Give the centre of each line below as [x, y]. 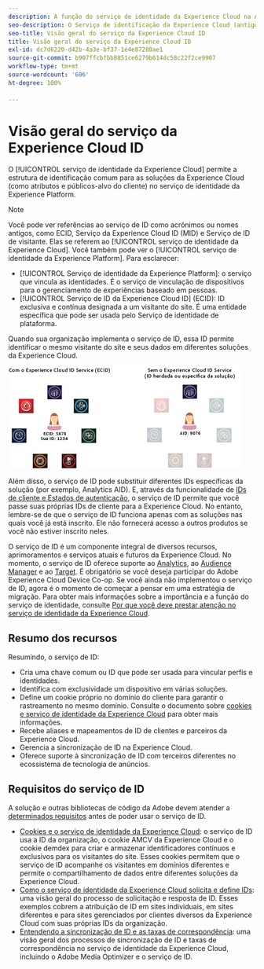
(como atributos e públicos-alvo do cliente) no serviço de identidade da [124, 186]
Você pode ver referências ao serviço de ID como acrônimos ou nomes [123, 225]
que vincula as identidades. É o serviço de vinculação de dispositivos [132, 282]
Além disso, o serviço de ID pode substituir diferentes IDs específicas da [126, 481]
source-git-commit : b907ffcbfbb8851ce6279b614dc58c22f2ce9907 [112, 58]
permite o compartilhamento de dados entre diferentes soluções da [128, 873]
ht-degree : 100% [35, 83]
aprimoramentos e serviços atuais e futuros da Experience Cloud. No [120, 555]
